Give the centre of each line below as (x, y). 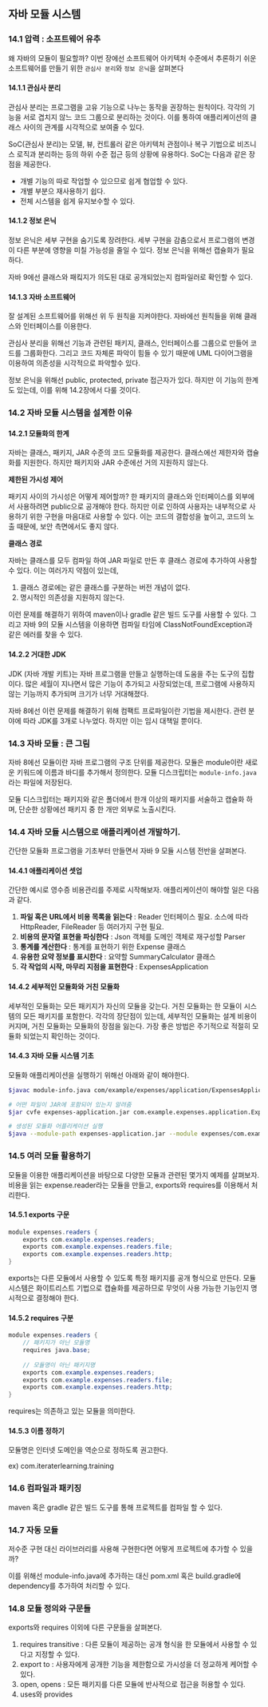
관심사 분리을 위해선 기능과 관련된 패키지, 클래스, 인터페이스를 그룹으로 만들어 (128, 343)
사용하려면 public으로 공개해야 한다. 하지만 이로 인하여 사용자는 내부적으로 (132, 507)
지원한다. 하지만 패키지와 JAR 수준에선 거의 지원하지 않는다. (116, 463)
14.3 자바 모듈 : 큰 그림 (49, 744)
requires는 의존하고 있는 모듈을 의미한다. (72, 1411)
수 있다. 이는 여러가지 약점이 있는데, (63, 571)
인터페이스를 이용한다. (57, 326)
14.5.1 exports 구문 (39, 1214)
